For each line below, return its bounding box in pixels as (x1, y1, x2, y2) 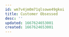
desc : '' (5, 16, 23, 21)
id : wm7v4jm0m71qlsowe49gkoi (5, 7, 65, 12)
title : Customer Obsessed (5, 12, 58, 16)
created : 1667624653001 (5, 25, 54, 30)
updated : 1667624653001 (5, 20, 54, 25)
